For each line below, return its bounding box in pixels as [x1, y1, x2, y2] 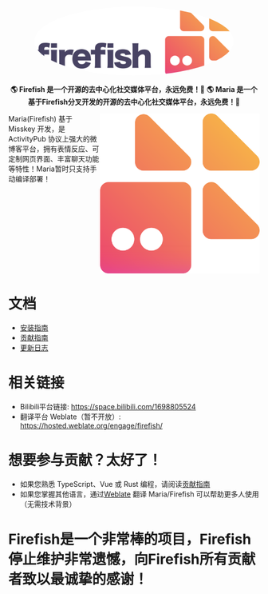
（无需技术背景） [19, 500, 77, 509]
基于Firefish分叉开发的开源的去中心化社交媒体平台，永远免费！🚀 [27, 98, 241, 107]
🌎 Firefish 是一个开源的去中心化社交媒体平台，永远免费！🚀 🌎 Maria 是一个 [10, 85, 258, 94]
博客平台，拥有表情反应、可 [8, 144, 100, 153]
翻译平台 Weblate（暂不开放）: [19, 412, 121, 421]
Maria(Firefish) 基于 [8, 114, 73, 124]
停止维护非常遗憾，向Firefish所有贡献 [8, 550, 256, 568]
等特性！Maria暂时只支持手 [8, 164, 97, 173]
